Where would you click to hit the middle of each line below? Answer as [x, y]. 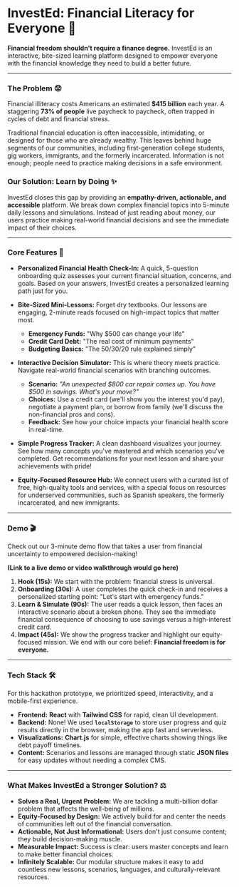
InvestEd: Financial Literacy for [101, 13]
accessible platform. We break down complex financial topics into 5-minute [118, 205]
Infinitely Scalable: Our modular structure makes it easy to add [111, 861]
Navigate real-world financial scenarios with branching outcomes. [114, 370]
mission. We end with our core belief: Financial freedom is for [135, 642]
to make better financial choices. [65, 854]
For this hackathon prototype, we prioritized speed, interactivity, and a [110, 694]
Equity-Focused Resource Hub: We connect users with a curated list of [123, 480]
